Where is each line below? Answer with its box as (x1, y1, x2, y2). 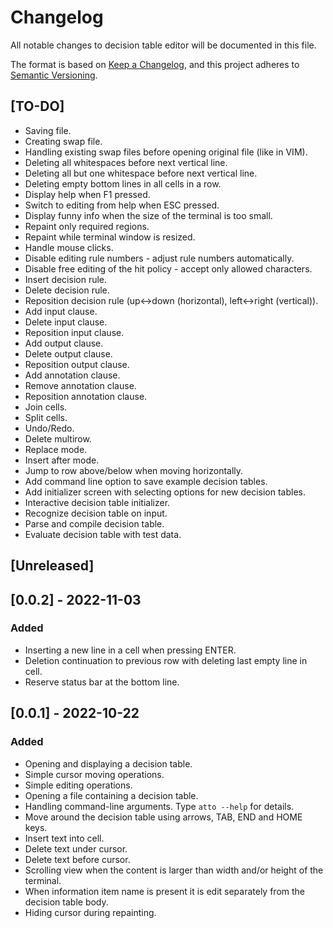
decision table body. (24, 896, 109, 908)
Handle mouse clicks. (24, 241, 114, 253)
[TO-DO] (10, 98, 65, 115)
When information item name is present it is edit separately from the (24, 885, 306, 897)
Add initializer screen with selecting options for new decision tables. (24, 486, 307, 498)
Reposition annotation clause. (24, 390, 148, 402)
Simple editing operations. (24, 779, 133, 791)
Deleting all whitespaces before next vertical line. (24, 156, 228, 168)
